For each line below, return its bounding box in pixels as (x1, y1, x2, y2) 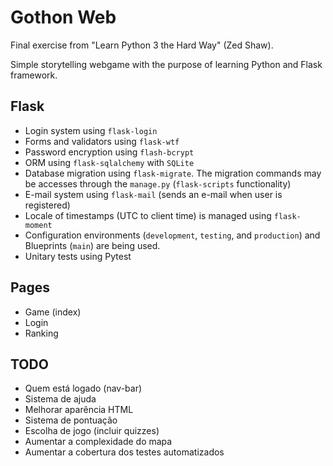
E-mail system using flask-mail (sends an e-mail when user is (24, 188, 283, 200)
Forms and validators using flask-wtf (24, 135, 180, 147)
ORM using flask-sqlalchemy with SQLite (24, 156, 195, 168)
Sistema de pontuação (24, 414, 118, 426)
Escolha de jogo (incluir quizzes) (24, 425, 160, 437)
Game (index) (24, 306, 82, 318)
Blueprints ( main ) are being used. (24, 239, 161, 251)
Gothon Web (10, 6, 117, 29)
